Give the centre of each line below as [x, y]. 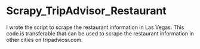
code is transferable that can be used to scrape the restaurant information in [100, 33]
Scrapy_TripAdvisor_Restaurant [87, 11]
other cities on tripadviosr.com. [44, 40]
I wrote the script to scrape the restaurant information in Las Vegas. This [95, 27]
